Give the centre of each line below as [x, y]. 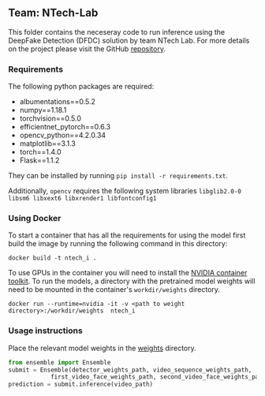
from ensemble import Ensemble [60, 362]
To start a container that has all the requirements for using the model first [127, 235]
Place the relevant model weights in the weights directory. [103, 348]
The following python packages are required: [81, 87]
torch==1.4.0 [40, 152]
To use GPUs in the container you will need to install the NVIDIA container [128, 273]
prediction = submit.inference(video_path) [81, 385]
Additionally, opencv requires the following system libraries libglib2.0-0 [125, 191]
